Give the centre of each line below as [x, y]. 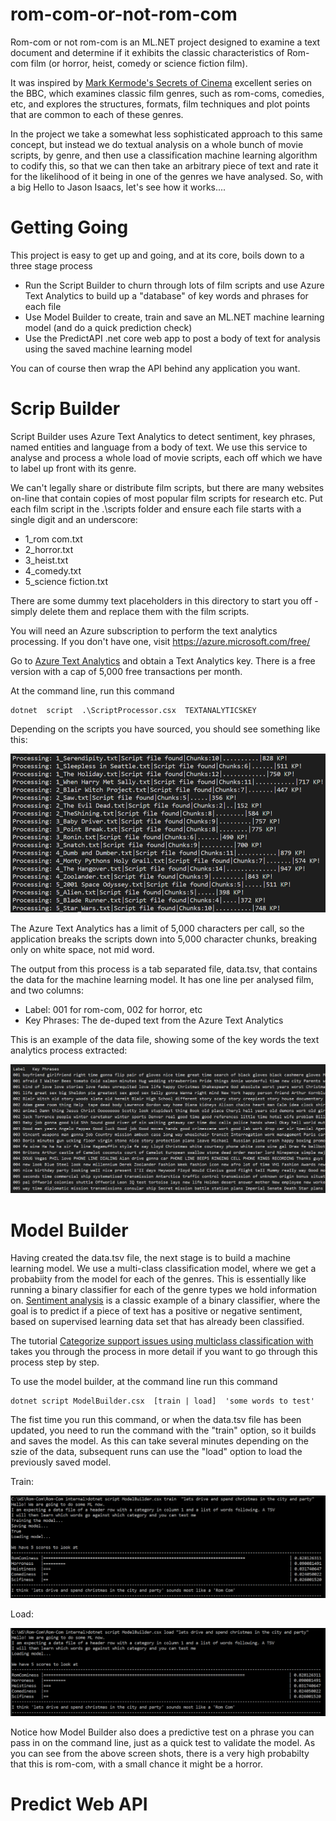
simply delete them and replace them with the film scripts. [130, 611]
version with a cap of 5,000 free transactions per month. [126, 671]
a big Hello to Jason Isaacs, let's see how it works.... [118, 187]
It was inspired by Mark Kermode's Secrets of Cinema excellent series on [161, 82]
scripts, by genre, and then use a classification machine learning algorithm [164, 155]
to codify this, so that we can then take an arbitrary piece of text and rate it [164, 165]
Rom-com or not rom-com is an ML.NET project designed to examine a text [165, 42]
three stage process [51, 265]
